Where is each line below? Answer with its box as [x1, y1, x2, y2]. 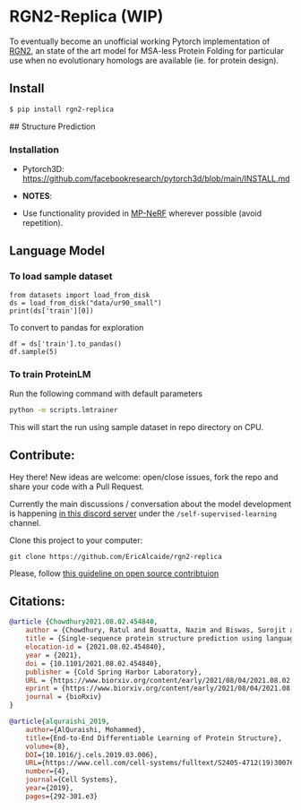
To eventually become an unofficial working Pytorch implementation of [9, 36, 271, 47]
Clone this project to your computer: [9, 535, 143, 546]
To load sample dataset [9, 271, 114, 283]
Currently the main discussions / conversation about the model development [9, 498, 292, 509]
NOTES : [21, 190, 52, 201]
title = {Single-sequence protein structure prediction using [25, 634, 262, 643]
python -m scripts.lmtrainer [9, 405, 118, 414]
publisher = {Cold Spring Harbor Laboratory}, [25, 668, 202, 676]
